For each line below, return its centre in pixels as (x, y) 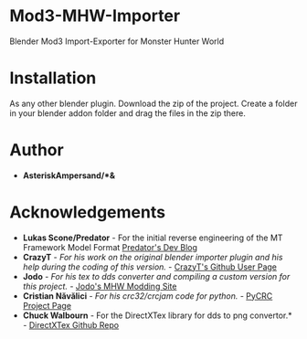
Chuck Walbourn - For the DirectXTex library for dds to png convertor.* (157, 315)
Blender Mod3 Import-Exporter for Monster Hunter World (117, 41)
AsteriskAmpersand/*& (69, 175)
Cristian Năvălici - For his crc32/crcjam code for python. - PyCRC (148, 296)
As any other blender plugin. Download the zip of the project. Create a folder (153, 103)
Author (37, 150)
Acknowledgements (88, 212)
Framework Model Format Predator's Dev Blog (110, 247)
